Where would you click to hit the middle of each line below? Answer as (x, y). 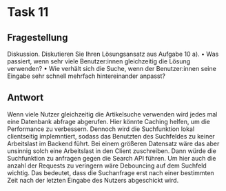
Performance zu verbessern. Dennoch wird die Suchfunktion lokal (101, 129)
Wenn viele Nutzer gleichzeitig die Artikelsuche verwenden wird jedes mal (112, 114)
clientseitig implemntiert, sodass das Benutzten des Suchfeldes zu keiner (111, 136)
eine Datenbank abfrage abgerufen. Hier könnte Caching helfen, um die (109, 121)
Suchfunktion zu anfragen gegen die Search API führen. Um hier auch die (112, 158)
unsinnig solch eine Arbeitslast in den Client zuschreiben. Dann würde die (112, 151)
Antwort (25, 98)
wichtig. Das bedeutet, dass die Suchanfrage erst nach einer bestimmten (111, 172)
